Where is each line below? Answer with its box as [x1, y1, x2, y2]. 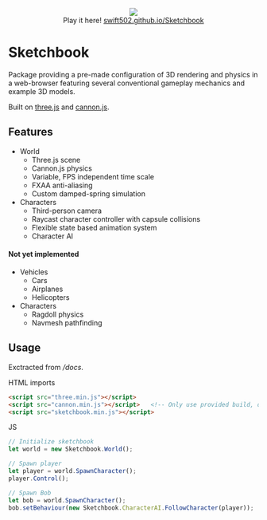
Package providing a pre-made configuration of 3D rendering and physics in [8, 69, 258, 79]
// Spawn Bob [8, 489, 52, 497]
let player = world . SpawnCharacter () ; [8, 467, 137, 475]
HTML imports [8, 377, 56, 387]
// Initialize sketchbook [8, 438, 94, 446]
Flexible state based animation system [31, 223, 157, 232]
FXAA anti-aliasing [31, 180, 93, 190]
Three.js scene [31, 155, 81, 164]
